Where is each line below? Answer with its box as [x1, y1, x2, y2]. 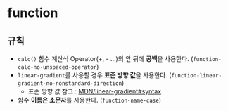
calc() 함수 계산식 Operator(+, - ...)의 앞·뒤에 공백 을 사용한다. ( [17, 55, 194, 63]
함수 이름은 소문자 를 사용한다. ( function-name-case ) [17, 96, 162, 104]
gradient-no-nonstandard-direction [17, 80, 122, 87]
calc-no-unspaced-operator [17, 64, 97, 71]
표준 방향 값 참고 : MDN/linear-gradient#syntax [27, 87, 162, 96]
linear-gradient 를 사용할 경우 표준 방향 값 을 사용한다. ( [17, 71, 172, 79]
